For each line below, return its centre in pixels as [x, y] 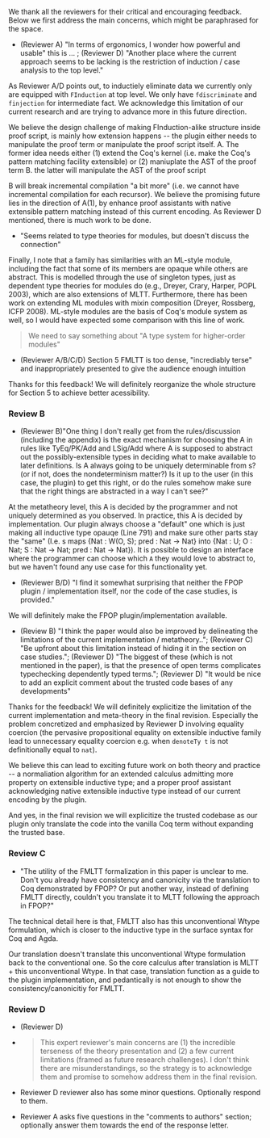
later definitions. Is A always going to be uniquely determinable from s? [138, 466]
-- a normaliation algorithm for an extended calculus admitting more [121, 774]
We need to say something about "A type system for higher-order [137, 336]
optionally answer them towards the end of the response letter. [124, 1125]
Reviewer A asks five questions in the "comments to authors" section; [136, 1116]
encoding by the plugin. [48, 800]
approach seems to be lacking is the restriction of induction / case [130, 61]
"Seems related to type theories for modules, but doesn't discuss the [135, 236]
